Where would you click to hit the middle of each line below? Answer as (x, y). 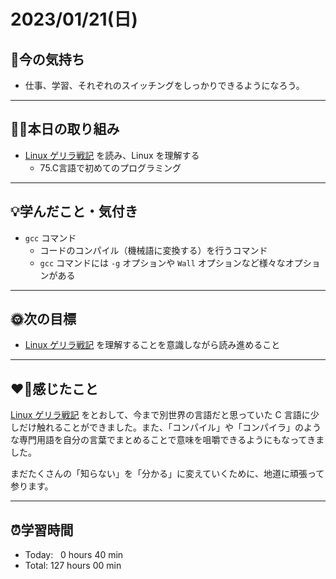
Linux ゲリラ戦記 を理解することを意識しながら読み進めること (152, 345)
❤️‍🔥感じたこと (54, 388)
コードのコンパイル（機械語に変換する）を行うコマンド (153, 250)
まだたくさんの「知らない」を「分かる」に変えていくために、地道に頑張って (167, 474)
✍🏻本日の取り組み (65, 129)
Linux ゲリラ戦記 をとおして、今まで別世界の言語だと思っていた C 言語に (160, 415)
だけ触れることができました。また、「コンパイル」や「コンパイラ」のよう (170, 427)
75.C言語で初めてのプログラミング (110, 167)
